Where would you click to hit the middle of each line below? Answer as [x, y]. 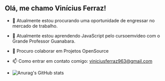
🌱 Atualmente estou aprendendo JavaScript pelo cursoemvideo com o [86, 35]
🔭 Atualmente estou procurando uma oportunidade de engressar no [84, 20]
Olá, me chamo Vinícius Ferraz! [56, 8]
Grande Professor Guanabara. [44, 41]
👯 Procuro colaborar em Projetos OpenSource [60, 51]
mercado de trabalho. [35, 26]
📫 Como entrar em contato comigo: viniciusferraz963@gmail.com [82, 61]
